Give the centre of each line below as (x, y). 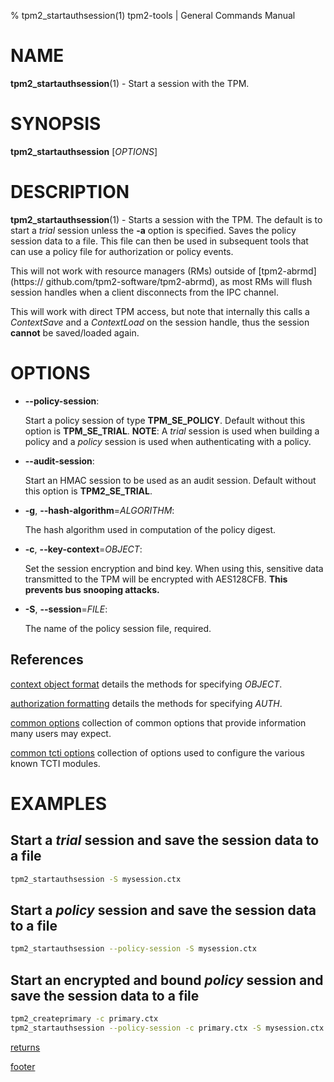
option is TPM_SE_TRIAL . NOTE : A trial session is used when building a (172, 431)
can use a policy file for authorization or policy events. (122, 251)
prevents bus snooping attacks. (92, 589)
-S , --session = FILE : (66, 609)
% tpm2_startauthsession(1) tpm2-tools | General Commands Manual (153, 15)
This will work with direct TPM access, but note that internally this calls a (160, 311)
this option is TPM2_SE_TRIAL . (88, 491)
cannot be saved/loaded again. (75, 332)
